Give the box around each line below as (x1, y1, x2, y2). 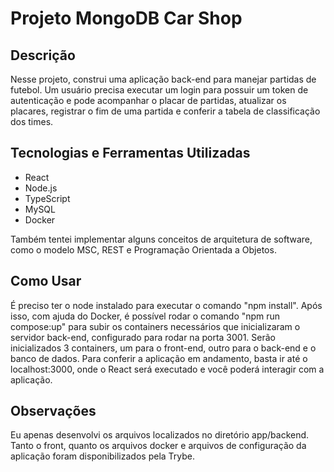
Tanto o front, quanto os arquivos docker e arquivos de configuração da (10, 440, 307, 452)
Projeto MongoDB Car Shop (10, 7, 243, 30)
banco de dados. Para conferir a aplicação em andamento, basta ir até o (10, 352, 308, 364)
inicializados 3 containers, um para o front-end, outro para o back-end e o (10, 342, 317, 354)
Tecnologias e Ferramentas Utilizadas (10, 145, 251, 162)
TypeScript (24, 192, 71, 204)
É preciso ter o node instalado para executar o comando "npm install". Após (10, 299, 323, 311)
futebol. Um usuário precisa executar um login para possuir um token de (10, 84, 309, 96)
